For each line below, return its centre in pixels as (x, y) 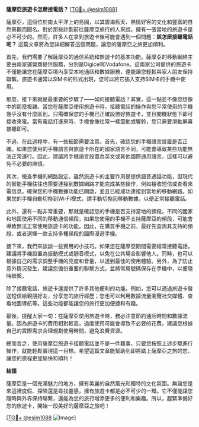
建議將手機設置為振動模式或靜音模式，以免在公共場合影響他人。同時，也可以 (99, 254)
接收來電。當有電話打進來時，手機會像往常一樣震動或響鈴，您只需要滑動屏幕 (99, 121)
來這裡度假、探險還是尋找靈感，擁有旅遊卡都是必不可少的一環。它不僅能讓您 (99, 391)
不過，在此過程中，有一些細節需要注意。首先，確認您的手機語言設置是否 (94, 141)
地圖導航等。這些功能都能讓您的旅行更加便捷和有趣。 (76, 303)
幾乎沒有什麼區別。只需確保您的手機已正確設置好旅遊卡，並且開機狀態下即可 (99, 114)
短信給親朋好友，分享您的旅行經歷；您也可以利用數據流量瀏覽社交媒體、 (99, 296)
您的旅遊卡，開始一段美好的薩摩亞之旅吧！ (58, 406)
